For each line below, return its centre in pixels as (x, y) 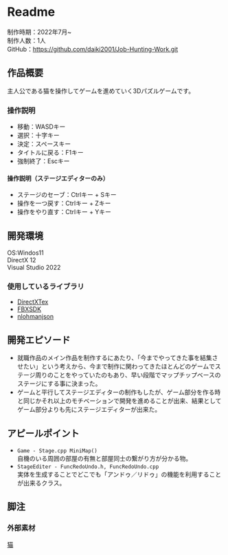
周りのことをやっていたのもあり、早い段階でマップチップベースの (128, 375)
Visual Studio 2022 (34, 268)
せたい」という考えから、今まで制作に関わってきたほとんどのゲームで (116, 366)
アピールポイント (43, 433)
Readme (31, 12)
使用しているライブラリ (46, 286)
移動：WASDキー (41, 127)
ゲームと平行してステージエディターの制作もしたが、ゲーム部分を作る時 (119, 392)
